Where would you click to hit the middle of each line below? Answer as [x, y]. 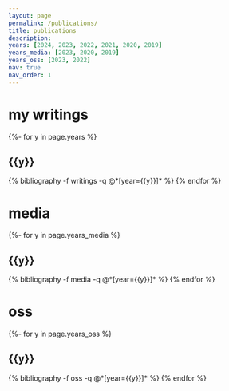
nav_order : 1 [30, 75]
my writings [49, 115]
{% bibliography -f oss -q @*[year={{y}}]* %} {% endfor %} [108, 378]
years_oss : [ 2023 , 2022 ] [49, 61]
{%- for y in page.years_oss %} [60, 334]
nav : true [25, 68]
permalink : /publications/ [53, 23]
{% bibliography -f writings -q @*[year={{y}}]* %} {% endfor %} [115, 181]
